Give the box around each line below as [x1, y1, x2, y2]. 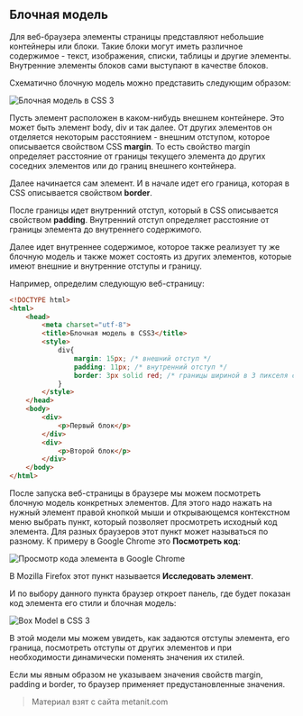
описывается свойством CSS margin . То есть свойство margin [9, 141, 251, 151]
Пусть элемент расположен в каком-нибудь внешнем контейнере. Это [9, 112, 285, 123]
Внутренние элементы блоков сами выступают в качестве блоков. [9, 60, 269, 70]
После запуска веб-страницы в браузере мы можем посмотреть [9, 488, 262, 499]
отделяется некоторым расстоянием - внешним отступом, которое [9, 131, 271, 142]
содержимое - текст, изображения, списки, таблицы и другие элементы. [9, 50, 291, 61]
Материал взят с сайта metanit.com [31, 696, 169, 707]
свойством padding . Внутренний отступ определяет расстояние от [9, 214, 270, 225]
